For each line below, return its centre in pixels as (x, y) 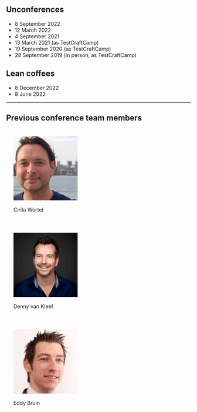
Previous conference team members (74, 118)
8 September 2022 (37, 24)
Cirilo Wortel (29, 210)
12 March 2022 (33, 30)
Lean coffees (30, 74)
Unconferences (35, 10)
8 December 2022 (37, 88)
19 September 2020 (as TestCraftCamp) (63, 49)
